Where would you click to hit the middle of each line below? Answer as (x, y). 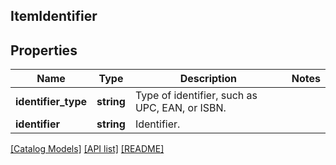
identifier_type (51, 102)
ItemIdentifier (54, 16)
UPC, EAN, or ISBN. (180, 108)
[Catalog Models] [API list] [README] (87, 149)
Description (208, 79)
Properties (44, 50)
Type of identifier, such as (196, 96)
